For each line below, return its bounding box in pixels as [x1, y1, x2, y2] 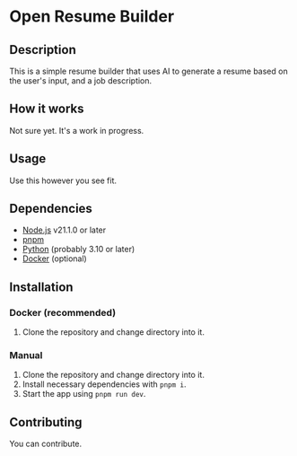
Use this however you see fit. [9, 175, 118, 186]
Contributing [9, 415, 83, 430]
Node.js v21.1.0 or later [22, 224, 107, 235]
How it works [9, 101, 84, 117]
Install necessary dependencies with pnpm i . [22, 379, 187, 390]
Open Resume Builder [9, 6, 175, 27]
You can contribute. [9, 438, 83, 450]
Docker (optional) [22, 253, 87, 264]
